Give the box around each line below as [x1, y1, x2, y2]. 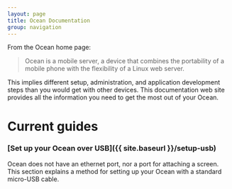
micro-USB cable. [7, 175, 60, 183]
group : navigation [7, 23, 62, 31]
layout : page [7, 10, 46, 18]
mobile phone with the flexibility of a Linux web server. [24, 65, 184, 73]
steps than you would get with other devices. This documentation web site [7, 86, 225, 94]
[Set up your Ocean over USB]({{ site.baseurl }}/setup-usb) [7, 144, 216, 153]
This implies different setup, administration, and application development [7, 78, 221, 87]
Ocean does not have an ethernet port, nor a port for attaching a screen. [7, 159, 219, 168]
